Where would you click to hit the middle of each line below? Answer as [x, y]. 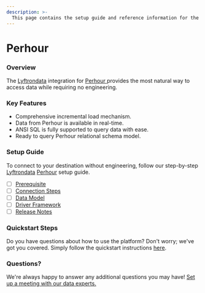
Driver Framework [38, 205]
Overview [21, 67]
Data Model [30, 198]
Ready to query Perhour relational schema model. [78, 136]
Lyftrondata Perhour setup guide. [48, 172]
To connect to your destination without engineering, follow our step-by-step [102, 165]
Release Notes [33, 211]
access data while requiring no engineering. [62, 87]
